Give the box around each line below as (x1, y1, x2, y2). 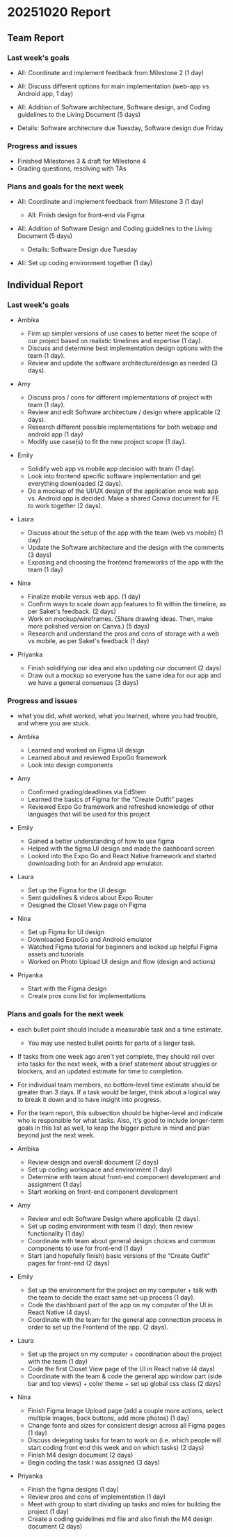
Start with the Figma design (27, 984, 107, 993)
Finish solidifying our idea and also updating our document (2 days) (27, 664, 222, 672)
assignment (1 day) (27, 1180, 82, 1188)
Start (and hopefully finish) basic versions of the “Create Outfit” (27, 1251, 210, 1260)
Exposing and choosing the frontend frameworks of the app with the (27, 558, 224, 567)
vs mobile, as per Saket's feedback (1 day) (27, 637, 150, 645)
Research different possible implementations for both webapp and (27, 423, 218, 432)
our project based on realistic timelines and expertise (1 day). (27, 337, 203, 345)
